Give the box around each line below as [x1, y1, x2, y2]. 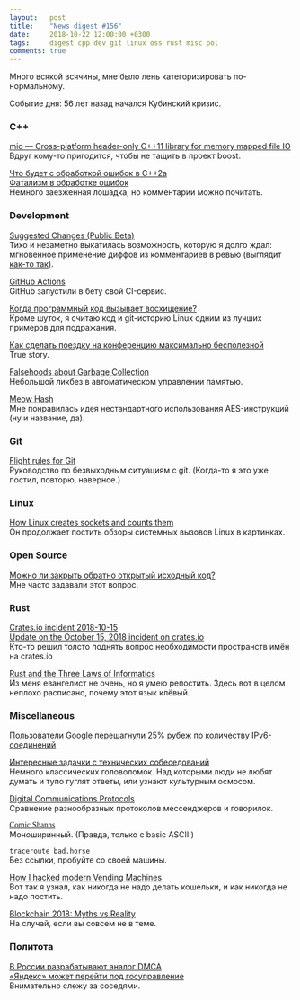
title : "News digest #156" [9, 22, 123, 31]
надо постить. [9, 891, 64, 902]
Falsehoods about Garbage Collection [9, 366, 150, 377]
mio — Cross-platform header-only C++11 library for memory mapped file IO [9, 141, 292, 152]
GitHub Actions [9, 276, 66, 287]
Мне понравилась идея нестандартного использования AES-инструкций [9, 403, 289, 413]
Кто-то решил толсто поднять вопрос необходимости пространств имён [9, 641, 290, 651]
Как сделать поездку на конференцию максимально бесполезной [9, 339, 264, 350]
